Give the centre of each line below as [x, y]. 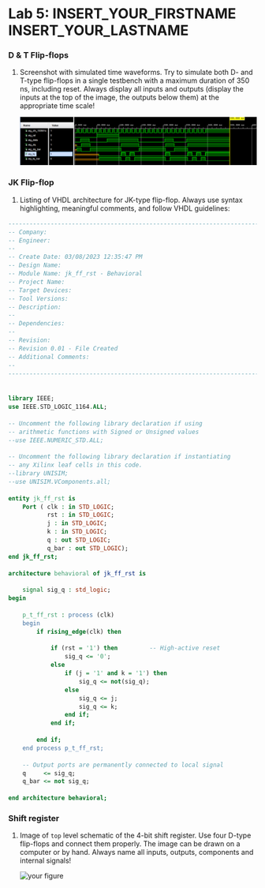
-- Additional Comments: [49, 357]
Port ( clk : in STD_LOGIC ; [68, 507]
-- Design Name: [35, 265]
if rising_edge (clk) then [79, 631]
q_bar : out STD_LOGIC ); [88, 548]
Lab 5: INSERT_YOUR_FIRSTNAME [122, 14]
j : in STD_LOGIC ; [77, 523]
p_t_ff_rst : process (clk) [68, 615]
